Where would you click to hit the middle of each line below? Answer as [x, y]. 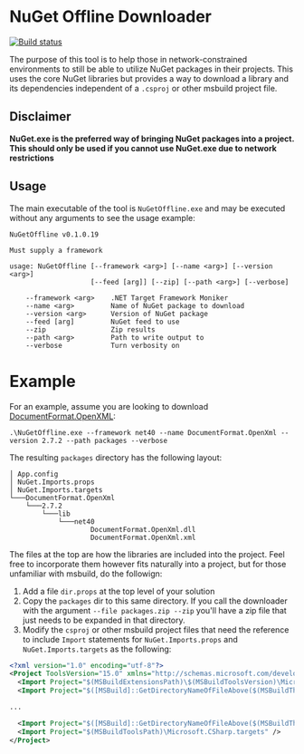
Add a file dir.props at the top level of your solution [119, 591]
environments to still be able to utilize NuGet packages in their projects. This [152, 69]
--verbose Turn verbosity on [103, 345]
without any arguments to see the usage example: [103, 217]
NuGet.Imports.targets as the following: [97, 649]
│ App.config [34, 474]
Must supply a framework [56, 250]
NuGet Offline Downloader [111, 17]
